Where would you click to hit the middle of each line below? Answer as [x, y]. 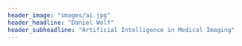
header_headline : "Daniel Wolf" [61, 23]
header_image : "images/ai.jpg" [59, 15]
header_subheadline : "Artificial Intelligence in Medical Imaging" [121, 30]
